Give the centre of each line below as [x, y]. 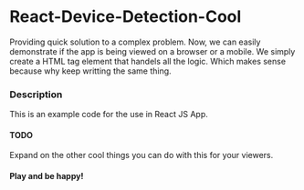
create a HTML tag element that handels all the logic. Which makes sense [147, 61]
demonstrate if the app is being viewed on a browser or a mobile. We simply [152, 51]
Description [36, 95]
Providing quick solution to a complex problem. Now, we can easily [135, 42]
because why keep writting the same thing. [90, 71]
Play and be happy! [47, 176]
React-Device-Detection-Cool [126, 17]
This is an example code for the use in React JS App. [109, 115]
